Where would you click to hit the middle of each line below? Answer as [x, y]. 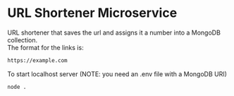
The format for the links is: [45, 47]
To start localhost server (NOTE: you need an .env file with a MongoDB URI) [117, 74]
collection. [23, 40]
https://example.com [38, 60]
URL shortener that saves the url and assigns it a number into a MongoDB [114, 32]
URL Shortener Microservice [92, 13]
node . [17, 87]
